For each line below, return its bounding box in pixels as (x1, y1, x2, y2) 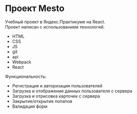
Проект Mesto (5, 3, 65, 14)
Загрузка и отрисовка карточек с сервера (12, 93, 101, 99)
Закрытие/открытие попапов (12, 98, 72, 104)
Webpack (12, 59, 32, 65)
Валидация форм (12, 103, 48, 109)
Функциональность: (5, 73, 47, 79)
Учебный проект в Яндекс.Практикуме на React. (5, 19, 105, 25)
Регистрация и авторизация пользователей (12, 83, 103, 88)
